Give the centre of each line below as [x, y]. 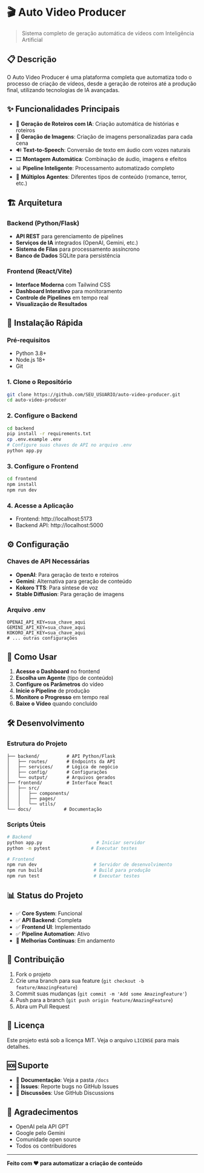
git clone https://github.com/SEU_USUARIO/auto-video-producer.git [94, 394]
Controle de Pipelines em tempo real [62, 297]
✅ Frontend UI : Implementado [53, 927]
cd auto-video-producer [37, 400]
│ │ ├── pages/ [31, 799]
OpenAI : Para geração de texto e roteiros [67, 574]
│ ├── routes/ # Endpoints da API [61, 762]
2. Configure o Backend [42, 416]
